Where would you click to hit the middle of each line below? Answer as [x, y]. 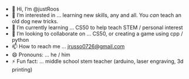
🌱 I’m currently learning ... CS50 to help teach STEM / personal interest [97, 27]
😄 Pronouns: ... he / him [41, 55]
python [20, 40]
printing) [22, 69]
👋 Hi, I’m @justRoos [36, 9]
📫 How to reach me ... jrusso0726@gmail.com [68, 46]
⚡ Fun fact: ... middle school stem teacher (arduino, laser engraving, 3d [97, 61]
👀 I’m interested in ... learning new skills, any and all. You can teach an [97, 15]
